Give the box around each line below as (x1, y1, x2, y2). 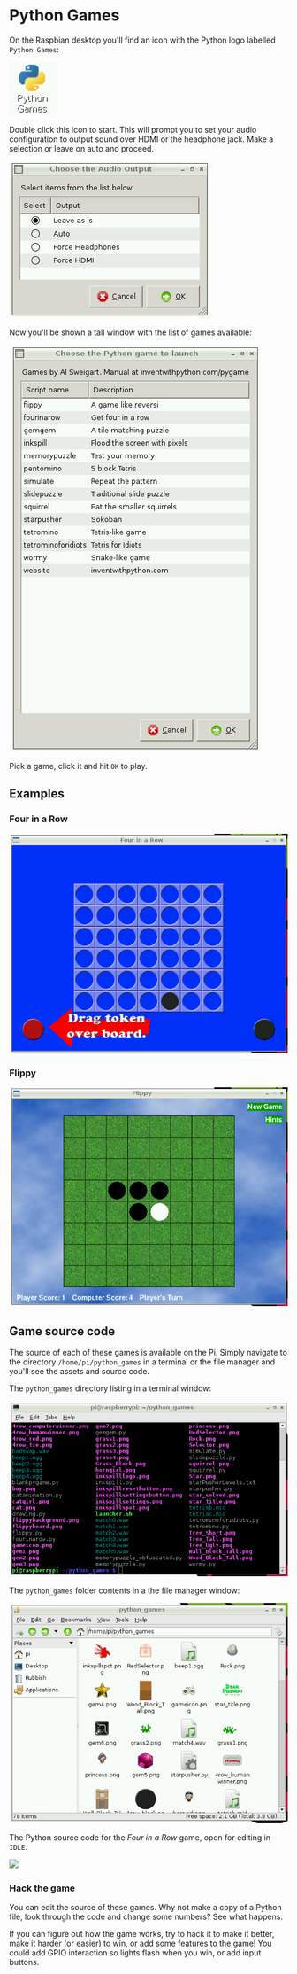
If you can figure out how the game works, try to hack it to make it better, (9, 1928, 275, 1939)
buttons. (9, 1956, 40, 1967)
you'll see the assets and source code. (9, 1366, 150, 1377)
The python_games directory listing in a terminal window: (9, 1383, 212, 1394)
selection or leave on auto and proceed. (9, 143, 155, 153)
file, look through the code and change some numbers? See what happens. (9, 1911, 283, 1922)
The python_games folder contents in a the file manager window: (9, 1585, 240, 1596)
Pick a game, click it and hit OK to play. (9, 760, 148, 771)
